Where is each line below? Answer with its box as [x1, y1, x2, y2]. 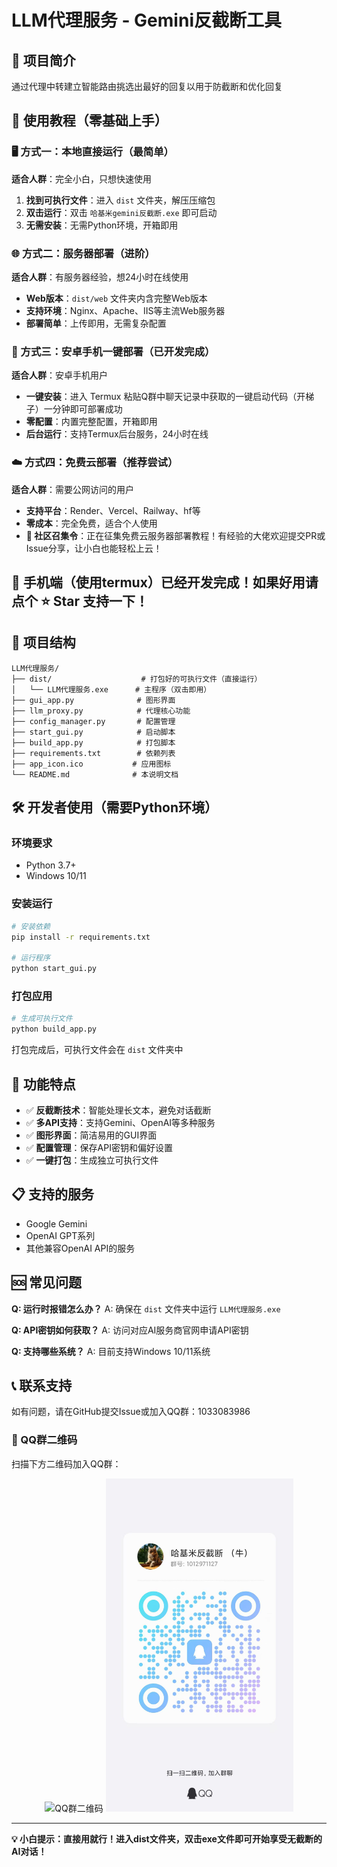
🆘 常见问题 [11, 1274, 83, 1291]
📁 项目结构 [11, 634, 76, 651]
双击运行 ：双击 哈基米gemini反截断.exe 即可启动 [25, 206, 218, 218]
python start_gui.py [11, 964, 98, 974]
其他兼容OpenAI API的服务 [25, 1242, 136, 1254]
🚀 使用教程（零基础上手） [11, 112, 168, 130]
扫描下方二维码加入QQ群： [11, 1457, 122, 1470]
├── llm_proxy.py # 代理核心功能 [11, 706, 191, 716]
